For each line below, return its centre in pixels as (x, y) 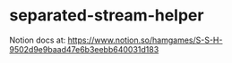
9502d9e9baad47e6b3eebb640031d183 (84, 49)
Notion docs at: (38, 40)
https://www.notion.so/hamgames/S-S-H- (145, 40)
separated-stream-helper (107, 16)
